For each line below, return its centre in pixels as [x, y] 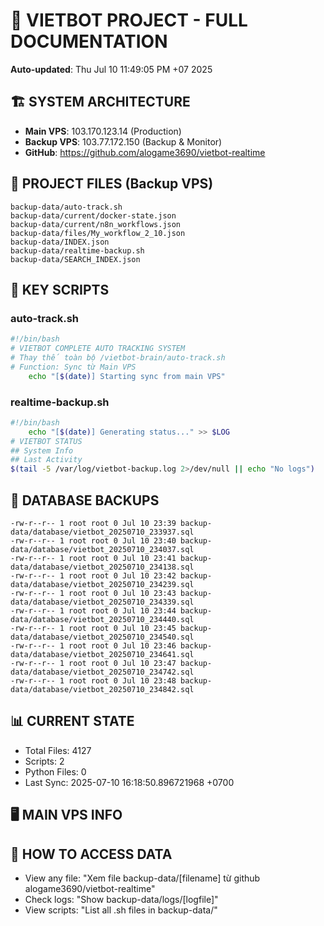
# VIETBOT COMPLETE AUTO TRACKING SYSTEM [98, 349]
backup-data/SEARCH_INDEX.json [75, 259]
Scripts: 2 [44, 761]
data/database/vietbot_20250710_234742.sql [102, 672]
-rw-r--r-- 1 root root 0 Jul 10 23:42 [93, 575]
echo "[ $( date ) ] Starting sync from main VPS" [127, 376]
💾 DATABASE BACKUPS [85, 500]
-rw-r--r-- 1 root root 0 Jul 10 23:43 [93, 593]
